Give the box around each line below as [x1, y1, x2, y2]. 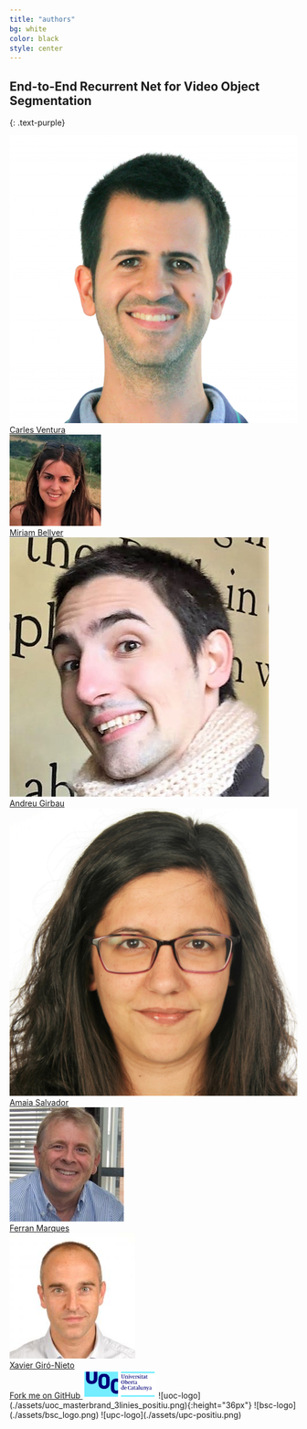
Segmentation [9, 92, 92, 109]
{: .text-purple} [9, 117, 66, 128]
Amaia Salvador [9, 1097, 69, 1108]
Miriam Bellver [9, 527, 64, 538]
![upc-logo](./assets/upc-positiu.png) [100, 1410, 242, 1421]
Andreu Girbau [9, 798, 66, 809]
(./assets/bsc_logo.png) [9, 1410, 100, 1421]
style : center [9, 44, 64, 53]
